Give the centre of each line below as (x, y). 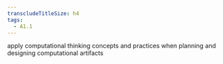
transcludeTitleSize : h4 (43, 13)
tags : (15, 20)
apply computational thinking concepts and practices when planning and (111, 46)
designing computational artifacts (55, 53)
